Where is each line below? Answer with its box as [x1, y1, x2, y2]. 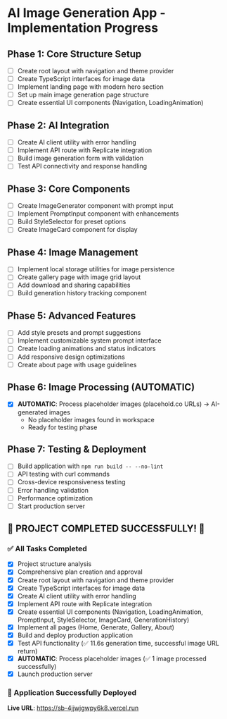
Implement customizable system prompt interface [17, 336, 162, 345]
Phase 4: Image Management [7, 246, 138, 258]
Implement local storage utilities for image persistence [17, 265, 175, 274]
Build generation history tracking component [17, 289, 148, 297]
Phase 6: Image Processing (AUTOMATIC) [7, 381, 195, 393]
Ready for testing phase [27, 423, 98, 431]
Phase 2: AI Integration [7, 119, 110, 131]
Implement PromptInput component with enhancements [17, 209, 179, 218]
